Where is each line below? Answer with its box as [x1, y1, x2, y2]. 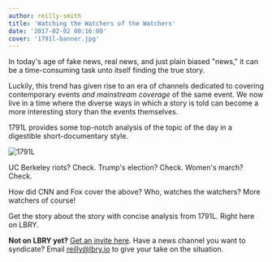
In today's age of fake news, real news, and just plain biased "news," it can [8, 57, 258, 67]
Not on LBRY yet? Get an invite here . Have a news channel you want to [8, 236, 246, 246]
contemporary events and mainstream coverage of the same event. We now [8, 90, 264, 100]
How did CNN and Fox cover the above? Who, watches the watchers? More [8, 187, 261, 197]
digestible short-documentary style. [8, 131, 128, 141]
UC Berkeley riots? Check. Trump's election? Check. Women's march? [8, 163, 244, 173]
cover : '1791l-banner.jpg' [8, 34, 100, 43]
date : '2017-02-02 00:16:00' [8, 27, 107, 35]
